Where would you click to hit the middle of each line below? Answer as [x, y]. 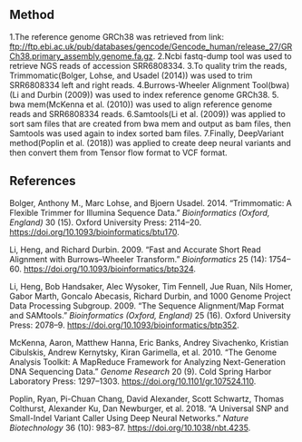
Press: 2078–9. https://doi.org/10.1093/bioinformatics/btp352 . [125, 325]
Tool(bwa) [271, 84]
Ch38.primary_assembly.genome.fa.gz [82, 56]
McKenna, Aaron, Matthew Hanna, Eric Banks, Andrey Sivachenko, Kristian [149, 342]
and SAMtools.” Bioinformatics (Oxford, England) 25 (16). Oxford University [151, 315]
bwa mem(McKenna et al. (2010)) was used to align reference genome [141, 104]
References [43, 181]
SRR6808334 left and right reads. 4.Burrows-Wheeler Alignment [130, 84]
